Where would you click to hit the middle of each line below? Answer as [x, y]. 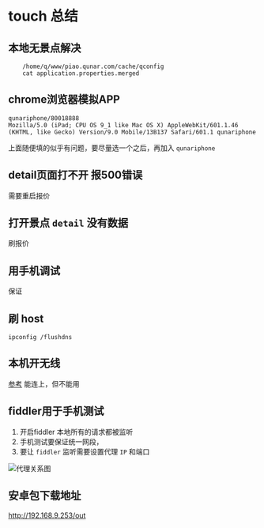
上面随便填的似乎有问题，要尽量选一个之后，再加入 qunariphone [112, 148]
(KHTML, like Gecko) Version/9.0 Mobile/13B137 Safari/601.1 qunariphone [132, 132]
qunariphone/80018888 [44, 118]
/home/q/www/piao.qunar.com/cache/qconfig [93, 66]
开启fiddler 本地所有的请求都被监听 [76, 432]
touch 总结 [43, 16]
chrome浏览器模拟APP [64, 100]
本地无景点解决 [45, 48]
